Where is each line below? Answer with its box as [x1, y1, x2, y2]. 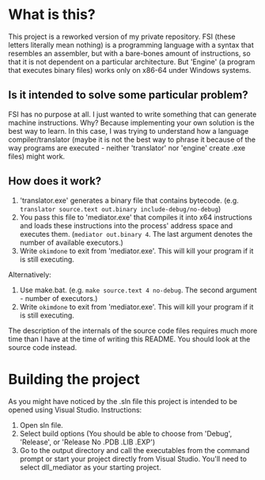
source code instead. [8, 342, 78, 352]
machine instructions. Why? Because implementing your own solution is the [8, 117, 255, 128]
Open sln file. [19, 420, 63, 429]
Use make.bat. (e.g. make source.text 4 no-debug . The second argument [19, 285, 257, 295]
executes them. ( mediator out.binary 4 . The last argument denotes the [19, 229, 253, 238]
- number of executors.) [19, 293, 98, 303]
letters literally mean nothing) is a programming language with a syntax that [8, 40, 255, 49]
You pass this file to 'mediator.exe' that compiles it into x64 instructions [19, 212, 253, 222]
